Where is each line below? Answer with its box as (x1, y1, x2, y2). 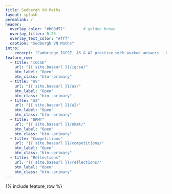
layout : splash (5, 12, 38, 17)
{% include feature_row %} (5, 183, 62, 189)
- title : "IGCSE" (10, 60, 47, 65)
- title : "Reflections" (10, 155, 60, 160)
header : (5, 21, 22, 27)
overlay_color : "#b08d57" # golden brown (10, 27, 116, 32)
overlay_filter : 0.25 (10, 31, 56, 36)
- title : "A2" (10, 98, 40, 103)
